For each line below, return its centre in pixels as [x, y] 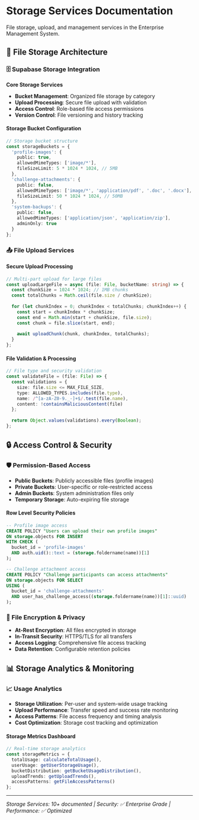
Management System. [33, 33]
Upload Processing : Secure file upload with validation [81, 102]
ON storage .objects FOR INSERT [45, 536]
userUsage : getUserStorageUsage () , [55, 765]
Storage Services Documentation [90, 11]
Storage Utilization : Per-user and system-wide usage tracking [91, 704]
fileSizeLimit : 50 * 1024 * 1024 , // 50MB [70, 196]
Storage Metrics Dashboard [41, 736]
